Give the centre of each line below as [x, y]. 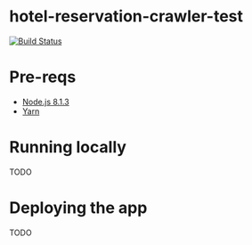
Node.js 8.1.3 [45, 102]
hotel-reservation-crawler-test [126, 16]
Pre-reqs [43, 77]
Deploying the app [78, 208]
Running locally [68, 147]
